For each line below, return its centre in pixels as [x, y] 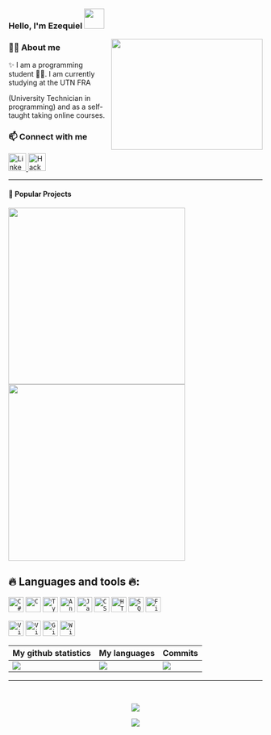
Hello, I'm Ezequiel [46, 26]
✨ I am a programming [46, 65]
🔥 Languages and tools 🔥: [74, 582]
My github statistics [52, 653]
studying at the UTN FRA [50, 83]
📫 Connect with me [48, 137]
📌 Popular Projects [40, 194]
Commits [180, 653]
